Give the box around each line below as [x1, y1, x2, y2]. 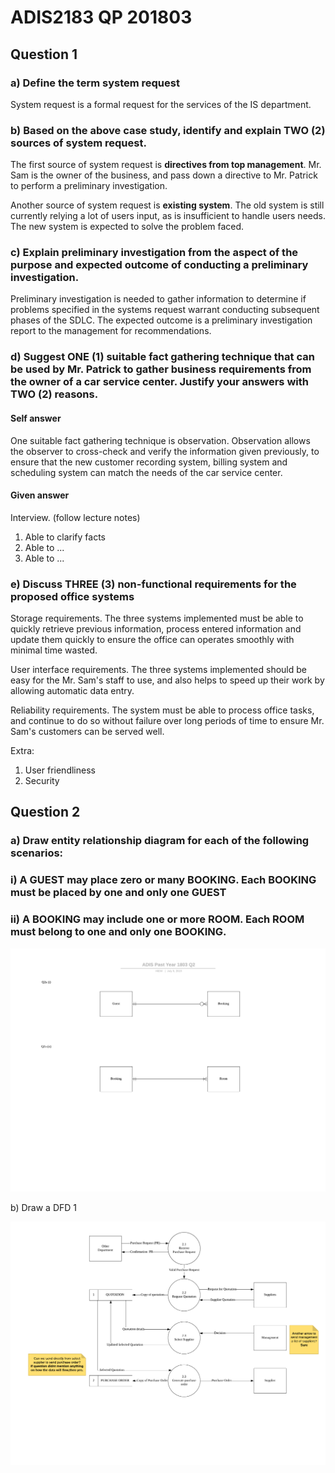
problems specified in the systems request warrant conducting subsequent [10, 304, 320, 316]
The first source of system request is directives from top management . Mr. [10, 159, 322, 171]
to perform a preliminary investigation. [10, 180, 168, 192]
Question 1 [10, 46, 78, 63]
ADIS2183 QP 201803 [10, 6, 193, 29]
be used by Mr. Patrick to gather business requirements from [10, 362, 312, 376]
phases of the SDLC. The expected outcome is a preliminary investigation [10, 314, 313, 326]
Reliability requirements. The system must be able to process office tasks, [10, 704, 315, 716]
